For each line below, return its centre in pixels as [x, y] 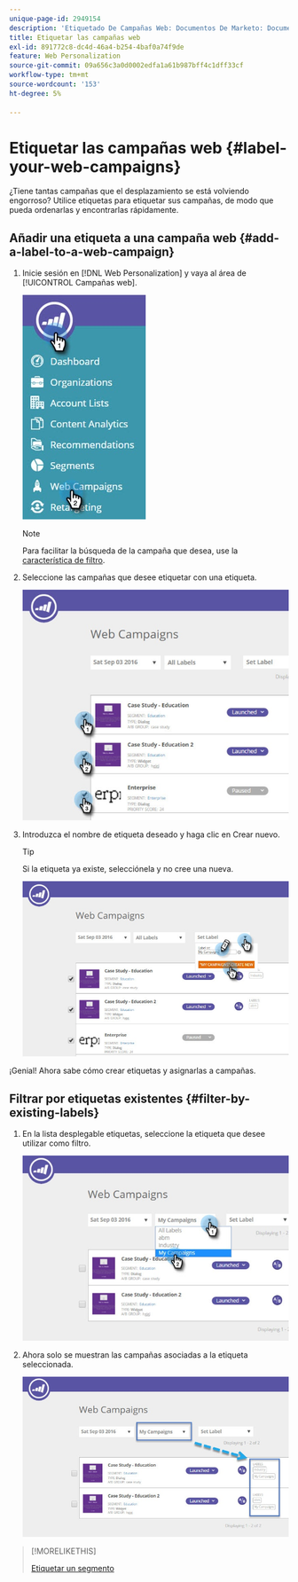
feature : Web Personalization [65, 56]
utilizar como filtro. [56, 1143]
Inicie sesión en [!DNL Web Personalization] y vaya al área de [134, 273]
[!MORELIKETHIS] [63, 1551]
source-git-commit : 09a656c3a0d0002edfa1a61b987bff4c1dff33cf [126, 66]
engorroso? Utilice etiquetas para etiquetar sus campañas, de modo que [141, 200]
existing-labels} [55, 1112]
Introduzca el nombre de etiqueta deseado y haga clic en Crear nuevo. [151, 834]
